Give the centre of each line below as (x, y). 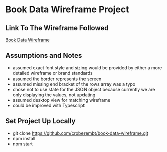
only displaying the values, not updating (54, 95)
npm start (22, 144)
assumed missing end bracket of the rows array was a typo (74, 84)
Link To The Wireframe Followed (57, 28)
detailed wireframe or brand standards (52, 73)
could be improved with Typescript (49, 105)
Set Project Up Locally (40, 121)
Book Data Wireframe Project (67, 9)
